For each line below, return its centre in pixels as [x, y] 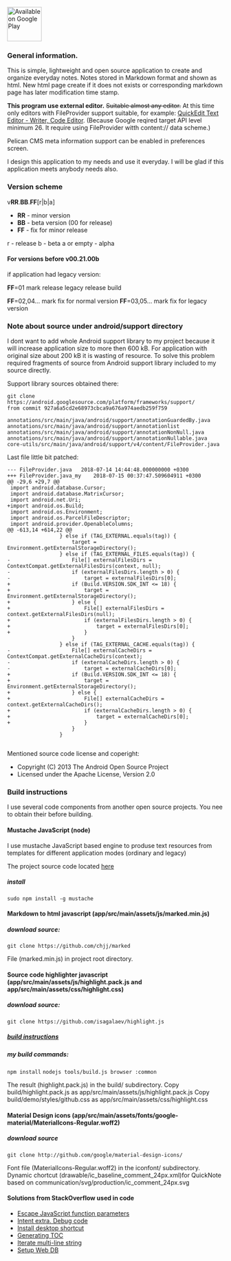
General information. [43, 55]
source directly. [29, 370]
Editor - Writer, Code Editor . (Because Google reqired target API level [104, 120]
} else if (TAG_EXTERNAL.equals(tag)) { [118, 536]
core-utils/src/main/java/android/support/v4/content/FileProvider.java [113, 445]
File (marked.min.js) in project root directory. [70, 959]
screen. [18, 149]
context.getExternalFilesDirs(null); [61, 615]
